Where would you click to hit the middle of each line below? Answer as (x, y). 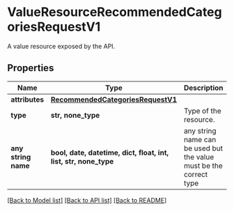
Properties (31, 68)
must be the (203, 166)
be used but (203, 148)
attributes (27, 100)
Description (204, 88)
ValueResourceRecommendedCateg (115, 12)
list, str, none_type (83, 161)
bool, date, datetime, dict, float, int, (110, 153)
